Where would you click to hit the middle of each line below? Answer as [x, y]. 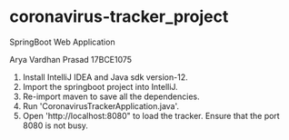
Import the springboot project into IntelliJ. [100, 86]
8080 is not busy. [55, 125]
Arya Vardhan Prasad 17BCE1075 [71, 59]
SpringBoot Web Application [62, 42]
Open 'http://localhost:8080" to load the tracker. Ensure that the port [151, 115]
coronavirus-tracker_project [119, 17]
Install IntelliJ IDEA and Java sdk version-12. [105, 77]
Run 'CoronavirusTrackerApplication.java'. [101, 105]
